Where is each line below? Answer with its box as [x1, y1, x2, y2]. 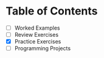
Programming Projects [14, 45, 71, 52]
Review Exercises [14, 31, 59, 38]
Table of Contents [5, 4, 98, 18]
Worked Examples [14, 24, 60, 31]
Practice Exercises [14, 38, 61, 45]
